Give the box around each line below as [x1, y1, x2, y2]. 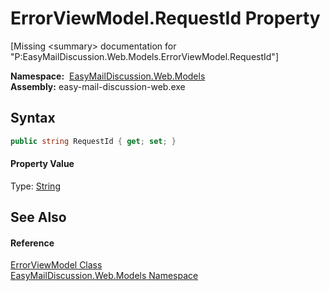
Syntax [10, 110, 56, 127]
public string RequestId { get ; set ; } [10, 136, 177, 146]
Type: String [10, 180, 61, 192]
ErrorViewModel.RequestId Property [10, 7, 321, 30]
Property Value [10, 158, 75, 170]
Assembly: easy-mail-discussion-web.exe [10, 80, 186, 92]
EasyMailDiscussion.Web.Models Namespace [10, 270, 199, 282]
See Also [10, 209, 67, 226]
